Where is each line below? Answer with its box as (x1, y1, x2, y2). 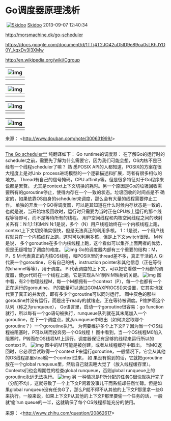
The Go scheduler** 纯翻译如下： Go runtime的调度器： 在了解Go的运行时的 (5, 151, 165, 157)
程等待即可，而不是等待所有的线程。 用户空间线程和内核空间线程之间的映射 (5, 214, 163, 220)
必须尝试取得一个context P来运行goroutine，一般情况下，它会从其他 (22, 348, 166, 354)
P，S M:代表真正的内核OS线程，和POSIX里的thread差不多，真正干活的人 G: (5, 252, 164, 259)
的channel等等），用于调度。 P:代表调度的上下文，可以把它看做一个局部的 (5, 265, 159, 271)
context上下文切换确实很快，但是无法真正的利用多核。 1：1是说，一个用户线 (5, 227, 164, 233)
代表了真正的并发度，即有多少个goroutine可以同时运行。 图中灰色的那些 (5, 291, 156, 297)
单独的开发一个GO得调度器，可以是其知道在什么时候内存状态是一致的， (15, 202, 165, 208)
